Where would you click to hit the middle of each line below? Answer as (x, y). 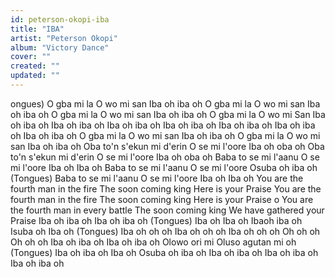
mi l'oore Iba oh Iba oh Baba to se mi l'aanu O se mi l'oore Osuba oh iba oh (164, 167)
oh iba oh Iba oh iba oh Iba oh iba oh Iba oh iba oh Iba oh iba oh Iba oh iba (163, 125)
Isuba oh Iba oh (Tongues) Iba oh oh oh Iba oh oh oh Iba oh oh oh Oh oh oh (165, 231)
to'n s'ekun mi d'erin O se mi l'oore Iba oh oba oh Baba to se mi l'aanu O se (165, 157)
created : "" (35, 66)
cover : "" (31, 57)
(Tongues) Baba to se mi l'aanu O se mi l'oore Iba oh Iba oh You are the (157, 178)
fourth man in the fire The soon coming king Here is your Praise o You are (162, 199)
